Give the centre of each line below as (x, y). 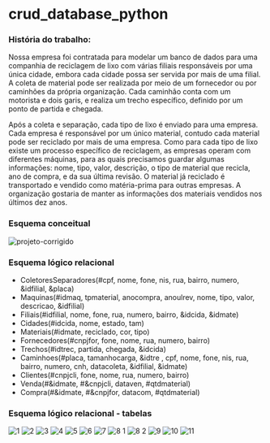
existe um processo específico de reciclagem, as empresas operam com (130, 150)
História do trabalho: (50, 40)
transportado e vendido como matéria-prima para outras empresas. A (125, 185)
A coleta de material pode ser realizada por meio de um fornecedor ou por (133, 83)
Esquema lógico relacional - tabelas (80, 413)
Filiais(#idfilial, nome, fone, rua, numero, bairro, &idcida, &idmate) (129, 315)
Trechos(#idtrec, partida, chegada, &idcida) (93, 350)
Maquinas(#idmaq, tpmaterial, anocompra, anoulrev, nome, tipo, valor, (137, 298)
